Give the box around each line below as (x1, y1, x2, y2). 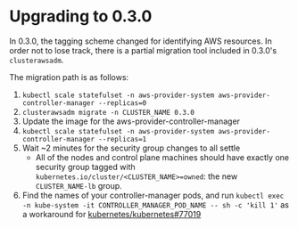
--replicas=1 (97, 134, 147, 143)
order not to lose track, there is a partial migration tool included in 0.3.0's (9, 45, 277, 55)
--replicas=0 (97, 98, 147, 108)
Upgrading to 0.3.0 (9, 6, 153, 27)
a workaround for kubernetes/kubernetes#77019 (21, 208, 202, 219)
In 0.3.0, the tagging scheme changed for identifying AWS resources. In (9, 36, 272, 46)
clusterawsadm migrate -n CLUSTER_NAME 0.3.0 (21, 108, 195, 117)
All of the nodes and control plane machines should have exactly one (35, 151, 290, 162)
